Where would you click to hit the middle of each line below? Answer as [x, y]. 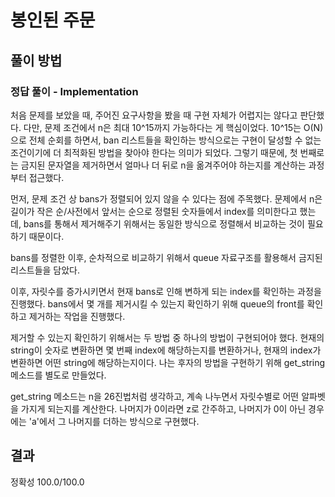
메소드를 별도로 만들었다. [58, 375]
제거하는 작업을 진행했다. [77, 316]
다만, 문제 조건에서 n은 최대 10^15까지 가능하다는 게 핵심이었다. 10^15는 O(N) [173, 127]
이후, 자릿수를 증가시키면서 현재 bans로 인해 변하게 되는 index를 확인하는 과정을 [166, 291]
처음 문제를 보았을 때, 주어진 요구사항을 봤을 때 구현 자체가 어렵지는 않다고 [154, 115]
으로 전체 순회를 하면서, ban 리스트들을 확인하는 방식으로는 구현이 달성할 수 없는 [166, 140]
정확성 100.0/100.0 [47, 482]
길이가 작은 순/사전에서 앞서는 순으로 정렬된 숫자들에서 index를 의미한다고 [154, 211]
